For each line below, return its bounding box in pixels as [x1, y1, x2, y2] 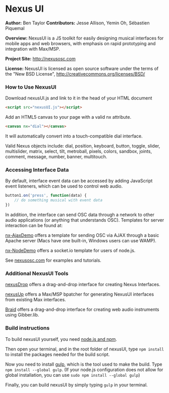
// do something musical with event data [14, 198, 102, 203]
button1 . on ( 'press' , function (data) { [5, 193, 87, 198]
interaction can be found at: [5, 222, 63, 228]
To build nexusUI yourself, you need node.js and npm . [5, 336, 118, 342]
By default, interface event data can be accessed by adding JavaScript [5, 178, 153, 184]
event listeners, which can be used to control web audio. [5, 183, 123, 189]
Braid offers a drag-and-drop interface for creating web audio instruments [5, 306, 159, 312]
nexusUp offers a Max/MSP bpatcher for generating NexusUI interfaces [5, 291, 154, 297]
